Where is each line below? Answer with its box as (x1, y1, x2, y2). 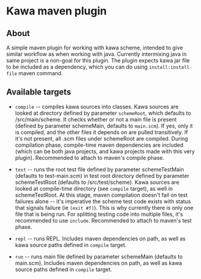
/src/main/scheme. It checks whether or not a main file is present (14, 115, 177, 123)
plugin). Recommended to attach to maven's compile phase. (14, 154, 164, 161)
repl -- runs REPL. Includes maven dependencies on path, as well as (14, 235, 186, 242)
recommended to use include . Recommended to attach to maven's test (14, 216, 192, 224)
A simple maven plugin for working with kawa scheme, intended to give (6, 44, 184, 51)
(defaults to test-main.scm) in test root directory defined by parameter (14, 172, 190, 179)
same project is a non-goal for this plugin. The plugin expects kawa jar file (6, 57, 190, 64)
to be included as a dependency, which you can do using (6, 63, 148, 70)
